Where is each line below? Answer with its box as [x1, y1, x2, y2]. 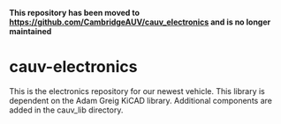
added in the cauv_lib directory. [9, 105, 124, 115]
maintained [9, 26, 52, 36]
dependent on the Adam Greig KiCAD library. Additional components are [9, 95, 272, 106]
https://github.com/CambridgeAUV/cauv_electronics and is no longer [9, 17, 271, 27]
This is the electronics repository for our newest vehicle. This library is [9, 85, 265, 96]
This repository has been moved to [9, 8, 140, 18]
